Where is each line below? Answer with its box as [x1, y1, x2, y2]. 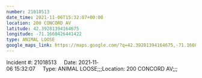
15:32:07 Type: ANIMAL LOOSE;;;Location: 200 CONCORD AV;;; [14, 65, 178, 72]
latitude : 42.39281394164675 [6, 25, 79, 32]
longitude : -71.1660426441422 [6, 31, 82, 37]
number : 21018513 [6, 8, 50, 15]
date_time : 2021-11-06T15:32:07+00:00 [6, 14, 103, 20]
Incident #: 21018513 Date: [6, 58, 78, 66]
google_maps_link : [6, 43, 52, 49]
